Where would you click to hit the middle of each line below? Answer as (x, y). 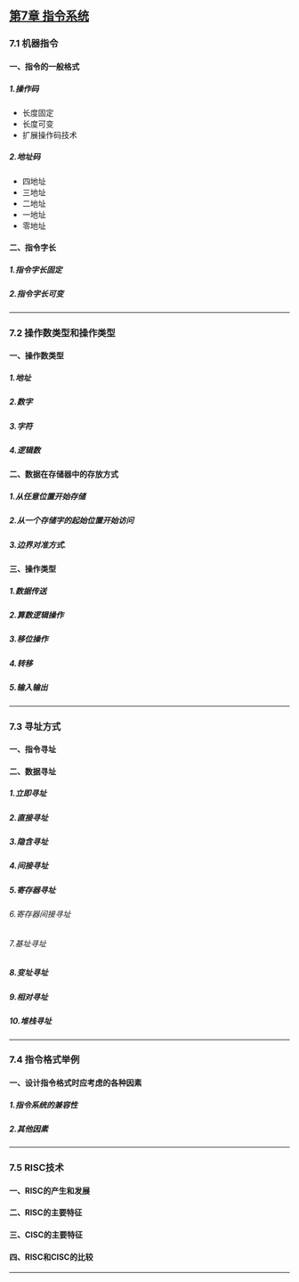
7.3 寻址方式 (35, 726)
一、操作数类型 (36, 355)
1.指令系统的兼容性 (44, 1105)
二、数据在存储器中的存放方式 (64, 474)
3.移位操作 (29, 639)
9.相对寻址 (29, 997)
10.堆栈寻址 (30, 1021)
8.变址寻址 (29, 973)
